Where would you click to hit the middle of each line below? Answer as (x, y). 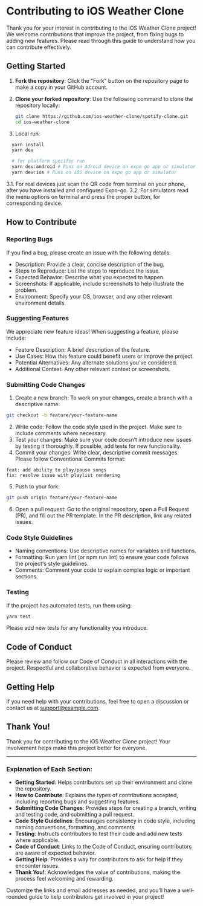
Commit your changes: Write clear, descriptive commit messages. (97, 453)
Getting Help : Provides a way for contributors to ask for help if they (99, 859)
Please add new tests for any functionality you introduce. (77, 628)
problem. (26, 290)
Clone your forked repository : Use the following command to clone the (104, 99)
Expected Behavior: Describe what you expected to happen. (90, 277)
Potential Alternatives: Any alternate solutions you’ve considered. (96, 362)
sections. (26, 577)
